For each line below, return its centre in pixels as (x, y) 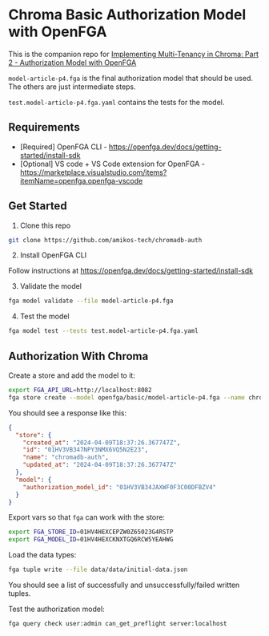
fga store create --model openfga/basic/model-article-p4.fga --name (127, 397)
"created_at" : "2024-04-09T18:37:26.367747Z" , (102, 443)
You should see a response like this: (67, 413)
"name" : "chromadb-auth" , (66, 458)
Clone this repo (45, 225)
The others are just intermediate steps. (72, 87)
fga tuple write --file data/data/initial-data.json (98, 570)
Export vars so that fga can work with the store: (87, 517)
